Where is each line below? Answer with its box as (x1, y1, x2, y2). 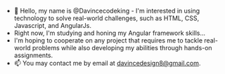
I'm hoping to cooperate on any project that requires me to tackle (13, 36, 202, 45)
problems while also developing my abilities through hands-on (32, 44, 212, 52)
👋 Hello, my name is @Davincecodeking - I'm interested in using (13, 7, 200, 15)
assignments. (13, 51, 53, 59)
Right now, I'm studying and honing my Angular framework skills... (13, 29, 206, 37)
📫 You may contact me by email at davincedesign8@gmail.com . (13, 59, 201, 67)
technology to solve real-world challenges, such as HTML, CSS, (13, 14, 199, 22)
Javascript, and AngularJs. (13, 22, 91, 29)
